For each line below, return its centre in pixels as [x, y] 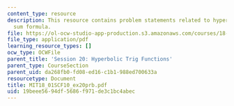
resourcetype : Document [42, 78]
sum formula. [32, 26]
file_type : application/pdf [48, 40]
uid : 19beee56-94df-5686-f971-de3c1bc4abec [71, 91]
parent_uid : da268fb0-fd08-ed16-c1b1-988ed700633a [82, 72]
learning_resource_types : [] [49, 46]
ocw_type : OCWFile [34, 53]
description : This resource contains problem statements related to [109, 20]
